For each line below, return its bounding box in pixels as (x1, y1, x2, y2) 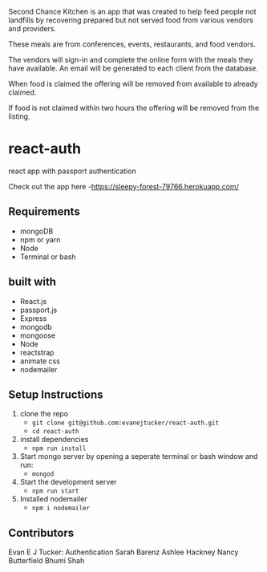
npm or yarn (19, 234, 61, 244)
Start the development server (19, 477, 118, 487)
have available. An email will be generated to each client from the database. (8, 63, 258, 73)
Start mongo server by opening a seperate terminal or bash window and (19, 452, 258, 461)
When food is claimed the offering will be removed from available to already (8, 79, 258, 88)
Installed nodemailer (19, 494, 87, 504)
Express (19, 313, 47, 323)
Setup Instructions (8, 387, 103, 401)
